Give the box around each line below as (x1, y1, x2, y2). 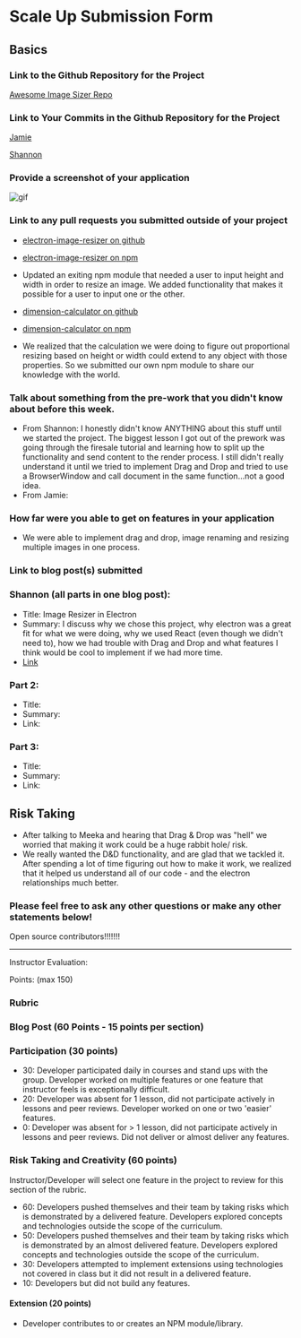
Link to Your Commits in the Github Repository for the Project (9, 111, 280, 124)
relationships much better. (21, 876, 119, 888)
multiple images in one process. (21, 542, 141, 553)
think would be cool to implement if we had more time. (21, 647, 223, 658)
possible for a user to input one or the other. (21, 289, 185, 299)
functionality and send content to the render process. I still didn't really (21, 452, 284, 462)
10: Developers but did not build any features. (21, 1277, 191, 1288)
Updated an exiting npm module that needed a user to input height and (21, 269, 284, 280)
